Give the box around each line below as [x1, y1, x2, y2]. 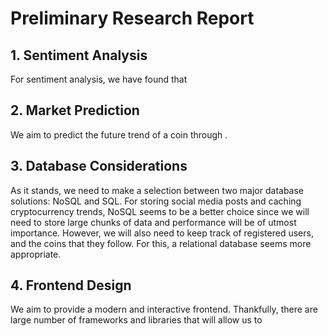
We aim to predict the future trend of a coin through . [10, 128, 228, 141]
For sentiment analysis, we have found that [10, 73, 188, 85]
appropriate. [10, 248, 62, 260]
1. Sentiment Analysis [10, 47, 148, 64]
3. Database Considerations [10, 158, 188, 175]
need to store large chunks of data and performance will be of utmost [10, 216, 297, 228]
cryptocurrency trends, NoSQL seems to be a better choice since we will [10, 205, 310, 217]
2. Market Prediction [10, 102, 140, 119]
